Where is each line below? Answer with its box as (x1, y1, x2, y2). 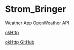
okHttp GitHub (5, 39, 35, 45)
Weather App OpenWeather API (5, 20, 70, 26)
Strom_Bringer (5, 3, 67, 15)
